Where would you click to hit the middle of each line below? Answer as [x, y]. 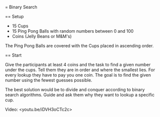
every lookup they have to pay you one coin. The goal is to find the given [78, 75]
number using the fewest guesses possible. [49, 80]
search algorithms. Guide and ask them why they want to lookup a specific [80, 95]
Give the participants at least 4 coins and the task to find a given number [78, 65]
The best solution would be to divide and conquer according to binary [75, 89]
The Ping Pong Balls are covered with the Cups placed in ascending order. [80, 46]
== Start [13, 55]
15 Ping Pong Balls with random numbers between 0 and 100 [73, 31]
